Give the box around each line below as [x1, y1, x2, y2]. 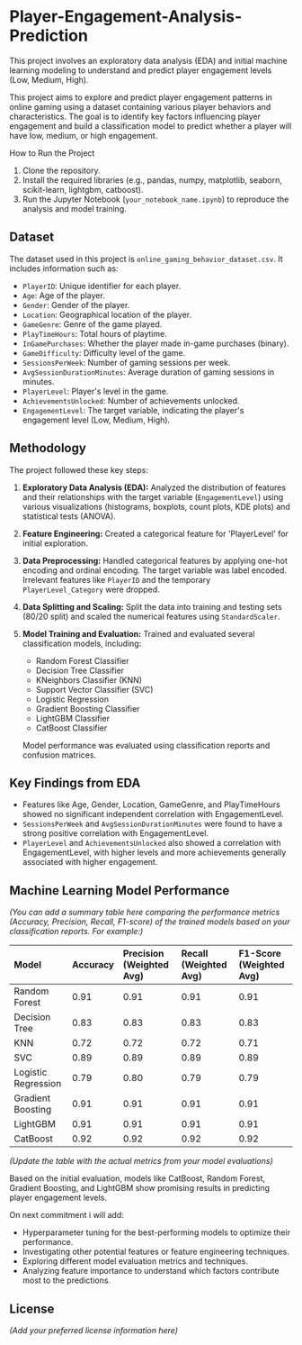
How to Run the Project [9, 147, 95, 159]
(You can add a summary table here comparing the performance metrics [9, 907, 280, 918]
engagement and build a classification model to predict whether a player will [9, 120, 292, 132]
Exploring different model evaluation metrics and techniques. [22, 1256, 249, 1267]
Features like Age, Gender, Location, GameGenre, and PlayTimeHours [22, 799, 280, 810]
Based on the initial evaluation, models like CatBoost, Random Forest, [9, 1173, 266, 1184]
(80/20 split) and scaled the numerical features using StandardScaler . [22, 611, 280, 622]
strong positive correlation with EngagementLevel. [22, 828, 209, 839]
